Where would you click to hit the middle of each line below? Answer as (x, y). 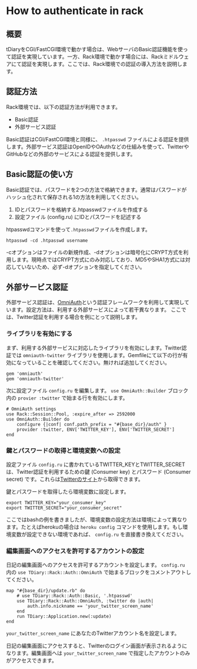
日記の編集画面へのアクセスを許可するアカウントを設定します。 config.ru (96, 565)
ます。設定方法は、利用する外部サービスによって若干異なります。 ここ (96, 309)
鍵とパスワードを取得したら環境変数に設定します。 (68, 492)
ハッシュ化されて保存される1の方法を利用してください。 (74, 197)
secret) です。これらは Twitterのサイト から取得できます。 (75, 479)
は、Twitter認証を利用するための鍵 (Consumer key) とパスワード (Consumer (98, 472)
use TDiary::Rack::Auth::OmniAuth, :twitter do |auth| (85, 601)
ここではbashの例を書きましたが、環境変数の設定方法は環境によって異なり (97, 520)
